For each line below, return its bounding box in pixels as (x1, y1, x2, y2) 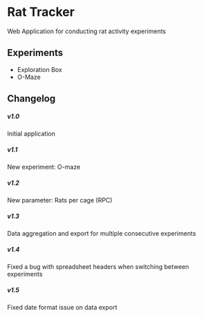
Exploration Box (17, 65, 62, 73)
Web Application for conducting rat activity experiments (7, 27, 166, 35)
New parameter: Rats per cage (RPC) (7, 196, 113, 205)
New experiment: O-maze (7, 163, 81, 171)
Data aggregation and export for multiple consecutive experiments (7, 230, 197, 238)
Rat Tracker (7, 4, 75, 20)
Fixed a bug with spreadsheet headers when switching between (7, 262, 190, 270)
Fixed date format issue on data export (7, 303, 117, 311)
